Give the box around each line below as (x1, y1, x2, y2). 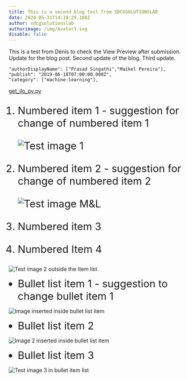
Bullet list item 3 (17, 349, 94, 362)
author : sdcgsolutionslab (8, 20, 74, 26)
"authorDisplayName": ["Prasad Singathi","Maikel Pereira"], (8, 66, 166, 73)
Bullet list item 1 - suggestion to (17, 277, 168, 291)
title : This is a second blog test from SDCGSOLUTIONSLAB (8, 8, 158, 15)
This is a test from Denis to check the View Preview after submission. (8, 48, 181, 55)
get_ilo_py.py (8, 87, 42, 95)
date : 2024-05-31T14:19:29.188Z (8, 15, 90, 21)
